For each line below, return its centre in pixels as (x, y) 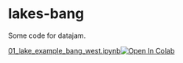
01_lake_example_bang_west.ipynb (64, 50)
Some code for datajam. (47, 35)
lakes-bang (46, 14)
